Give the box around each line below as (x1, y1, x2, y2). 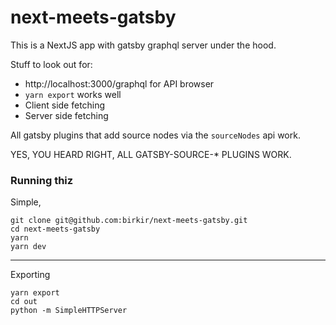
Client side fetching (24, 99, 106, 111)
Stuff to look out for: (10, 58, 93, 70)
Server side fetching (24, 109, 109, 121)
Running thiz (10, 173, 74, 187)
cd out (10, 297, 38, 307)
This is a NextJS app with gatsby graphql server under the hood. (10, 39, 277, 51)
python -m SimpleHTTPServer (10, 306, 128, 316)
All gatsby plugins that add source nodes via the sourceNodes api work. (10, 129, 301, 141)
